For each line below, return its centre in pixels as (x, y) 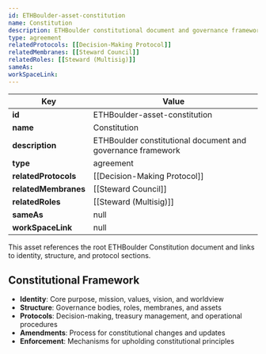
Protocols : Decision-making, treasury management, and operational (131, 316)
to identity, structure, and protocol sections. (80, 255)
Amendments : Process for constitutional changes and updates (122, 333)
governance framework (137, 150)
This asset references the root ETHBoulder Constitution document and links (131, 247)
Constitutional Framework (74, 281)
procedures (38, 325)
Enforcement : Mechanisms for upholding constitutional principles (127, 341)
